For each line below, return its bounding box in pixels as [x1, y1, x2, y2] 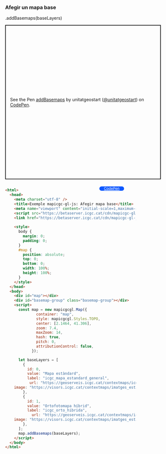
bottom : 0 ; [23, 261, 45, 266]
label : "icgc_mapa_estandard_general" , [27, 376, 110, 381]
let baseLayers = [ [18, 357, 58, 362]
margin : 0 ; [23, 234, 45, 239]
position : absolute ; [23, 252, 65, 257]
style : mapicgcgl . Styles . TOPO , [36, 316, 100, 321]
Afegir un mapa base [5, 4, 56, 11]
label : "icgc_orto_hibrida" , [27, 408, 87, 413]
